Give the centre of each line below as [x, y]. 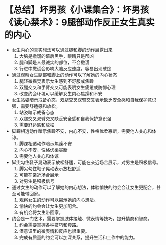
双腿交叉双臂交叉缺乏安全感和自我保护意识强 [65, 118]
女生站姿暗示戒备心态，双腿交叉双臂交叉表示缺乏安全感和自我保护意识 [84, 100]
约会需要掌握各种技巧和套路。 [50, 225]
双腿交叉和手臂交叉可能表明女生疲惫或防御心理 [67, 87]
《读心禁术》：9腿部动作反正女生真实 [80, 23]
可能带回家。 [29, 193]
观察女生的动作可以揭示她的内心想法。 [59, 200]
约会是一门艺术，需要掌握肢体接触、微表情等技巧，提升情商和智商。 [82, 218]
